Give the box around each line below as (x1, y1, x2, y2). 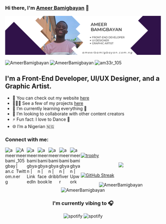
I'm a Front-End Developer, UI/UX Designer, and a (5, 74, 160, 83)
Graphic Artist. (5, 82, 52, 90)
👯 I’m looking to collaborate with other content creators (12, 111, 124, 117)
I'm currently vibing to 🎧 (52, 200, 114, 207)
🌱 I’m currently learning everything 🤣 (12, 106, 87, 112)
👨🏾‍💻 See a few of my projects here (12, 100, 83, 106)
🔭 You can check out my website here (12, 95, 90, 101)
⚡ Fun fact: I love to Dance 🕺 (12, 116, 70, 123)
